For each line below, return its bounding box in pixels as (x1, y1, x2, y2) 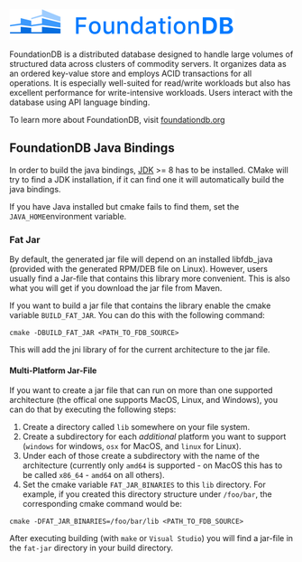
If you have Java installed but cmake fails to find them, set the (9, 201, 240, 211)
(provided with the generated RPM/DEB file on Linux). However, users (9, 264, 269, 275)
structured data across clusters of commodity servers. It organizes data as (9, 59, 287, 69)
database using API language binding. (9, 97, 151, 108)
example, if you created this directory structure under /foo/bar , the (22, 489, 272, 500)
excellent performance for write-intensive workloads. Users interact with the (9, 88, 293, 98)
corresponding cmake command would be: (22, 499, 182, 510)
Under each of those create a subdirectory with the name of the (22, 451, 260, 462)
